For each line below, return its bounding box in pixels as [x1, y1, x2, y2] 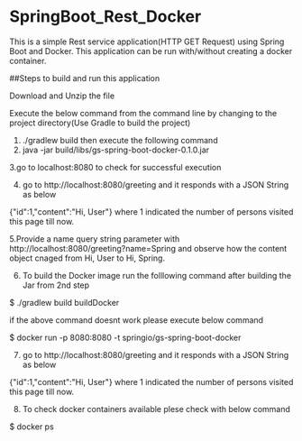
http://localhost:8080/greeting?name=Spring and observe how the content [9, 243, 288, 253]
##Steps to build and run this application [9, 72, 160, 83]
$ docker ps [9, 421, 54, 432]
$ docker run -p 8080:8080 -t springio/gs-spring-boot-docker [9, 332, 242, 343]
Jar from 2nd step [22, 280, 90, 290]
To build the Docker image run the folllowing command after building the [22, 270, 291, 280]
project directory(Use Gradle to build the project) [9, 117, 191, 128]
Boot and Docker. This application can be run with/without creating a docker [9, 45, 293, 56]
